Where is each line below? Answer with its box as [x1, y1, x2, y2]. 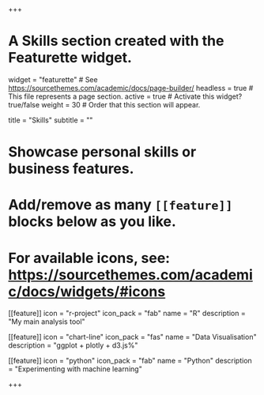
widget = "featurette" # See [8, 74, 98, 84]
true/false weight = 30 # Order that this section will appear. [8, 100, 201, 109]
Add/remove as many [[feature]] [8, 196, 233, 214]
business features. [8, 160, 134, 178]
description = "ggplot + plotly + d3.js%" [8, 340, 138, 350]
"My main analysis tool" [8, 317, 85, 326]
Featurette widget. [8, 49, 133, 67]
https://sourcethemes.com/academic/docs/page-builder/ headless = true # [8, 83, 254, 92]
